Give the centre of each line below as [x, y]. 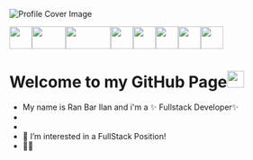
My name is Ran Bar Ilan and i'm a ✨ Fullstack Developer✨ [131, 107]
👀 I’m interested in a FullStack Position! [94, 136]
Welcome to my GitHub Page [118, 82]
